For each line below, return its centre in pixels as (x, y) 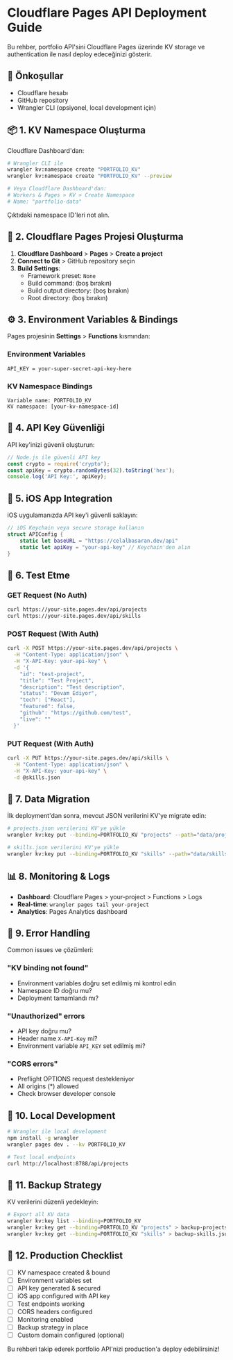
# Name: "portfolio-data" (44, 202)
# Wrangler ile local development (57, 1132)
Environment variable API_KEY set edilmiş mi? (81, 1046)
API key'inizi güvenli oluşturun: (51, 444)
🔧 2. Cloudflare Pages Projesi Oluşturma (95, 237)
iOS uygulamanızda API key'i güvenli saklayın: (72, 515)
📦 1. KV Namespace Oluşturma (76, 130)
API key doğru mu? (44, 1031)
